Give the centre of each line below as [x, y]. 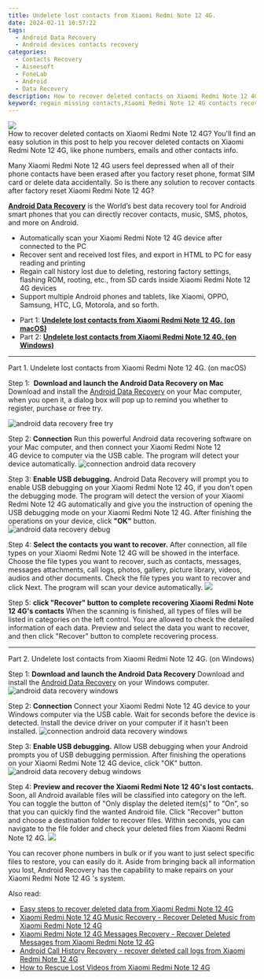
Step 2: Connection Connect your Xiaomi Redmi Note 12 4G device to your [129, 706]
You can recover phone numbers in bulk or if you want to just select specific [132, 853]
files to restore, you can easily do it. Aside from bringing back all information [132, 862]
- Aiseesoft [35, 67]
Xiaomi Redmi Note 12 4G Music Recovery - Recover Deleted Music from [137, 918]
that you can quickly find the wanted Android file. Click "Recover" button [126, 812]
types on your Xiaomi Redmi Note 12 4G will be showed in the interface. [124, 553]
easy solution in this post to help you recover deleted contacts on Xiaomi [126, 142]
